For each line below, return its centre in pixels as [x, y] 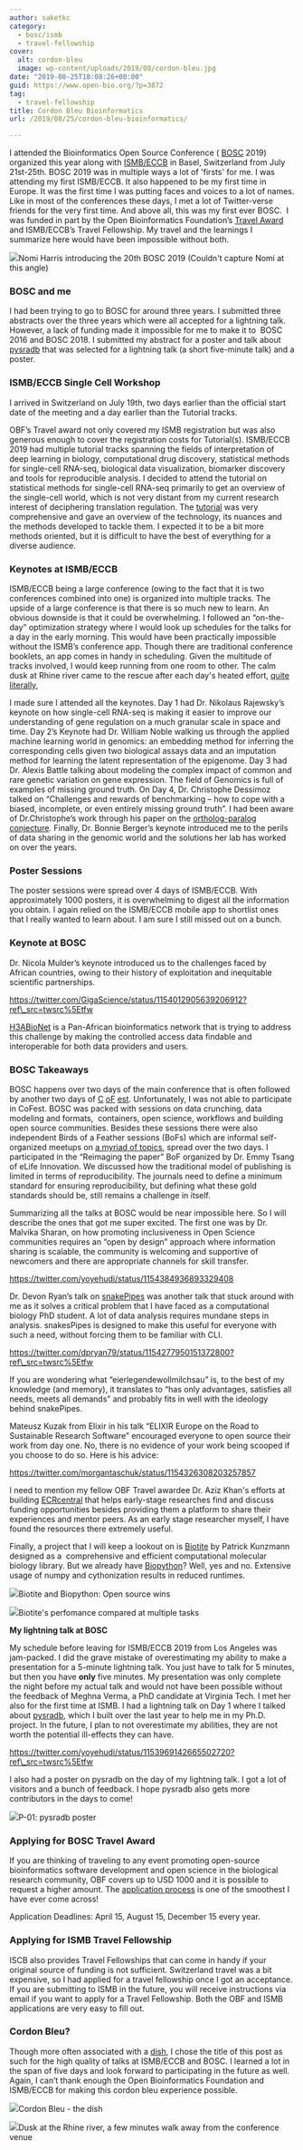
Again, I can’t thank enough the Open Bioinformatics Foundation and [137, 2080]
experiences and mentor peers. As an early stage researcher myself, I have [149, 1519]
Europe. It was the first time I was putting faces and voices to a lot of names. [152, 191]
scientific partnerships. [52, 982]
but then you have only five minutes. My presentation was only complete [145, 1676]
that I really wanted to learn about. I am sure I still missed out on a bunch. [146, 919]
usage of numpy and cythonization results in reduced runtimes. [128, 1575]
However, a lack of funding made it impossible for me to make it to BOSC [146, 330]
